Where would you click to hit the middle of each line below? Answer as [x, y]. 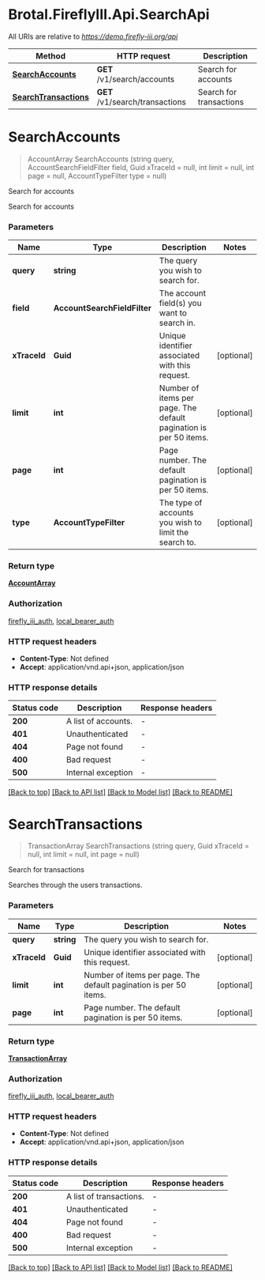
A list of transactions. [105, 1196]
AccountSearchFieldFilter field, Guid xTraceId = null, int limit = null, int [141, 167]
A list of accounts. [99, 721]
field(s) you [181, 304]
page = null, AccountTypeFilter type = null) [97, 176]
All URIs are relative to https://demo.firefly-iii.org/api [93, 36]
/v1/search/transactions [142, 102]
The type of [181, 503]
